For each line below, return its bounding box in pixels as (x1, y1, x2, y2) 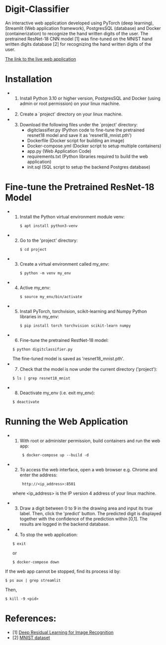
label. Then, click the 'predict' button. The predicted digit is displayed (19, 510, 162, 516)
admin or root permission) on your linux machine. (19, 101, 120, 107)
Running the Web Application (5, 416, 128, 427)
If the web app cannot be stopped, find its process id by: (5, 568, 121, 574)
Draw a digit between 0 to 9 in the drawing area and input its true (19, 505, 153, 511)
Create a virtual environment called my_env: (19, 261, 110, 267)
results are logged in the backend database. (19, 521, 110, 527)
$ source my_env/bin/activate (19, 294, 83, 299)
